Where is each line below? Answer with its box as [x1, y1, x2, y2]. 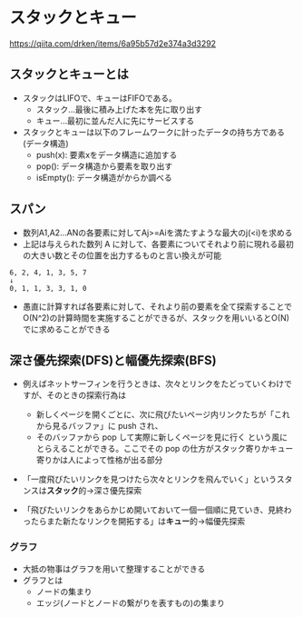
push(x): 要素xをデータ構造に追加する [35, 149, 178, 160]
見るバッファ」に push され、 [52, 421, 163, 432]
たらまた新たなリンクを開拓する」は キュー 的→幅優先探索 [30, 516, 246, 527]
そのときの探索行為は [46, 390, 127, 401]
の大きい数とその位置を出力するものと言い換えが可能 [22, 250, 222, 261]
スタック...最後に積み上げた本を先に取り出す [35, 104, 202, 114]
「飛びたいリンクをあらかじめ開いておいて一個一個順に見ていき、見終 [22, 504, 284, 515]
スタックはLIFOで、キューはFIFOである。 [22, 92, 177, 104]
